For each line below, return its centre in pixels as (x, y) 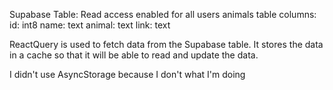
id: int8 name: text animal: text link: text (90, 25)
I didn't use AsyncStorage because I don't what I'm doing (127, 74)
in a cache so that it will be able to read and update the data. (134, 55)
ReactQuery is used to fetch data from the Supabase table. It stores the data (166, 44)
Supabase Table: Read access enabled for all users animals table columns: (163, 14)
